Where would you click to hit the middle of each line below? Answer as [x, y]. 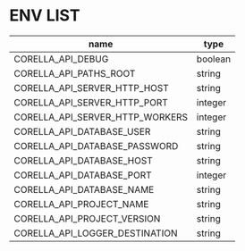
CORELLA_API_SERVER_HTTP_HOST [92, 88]
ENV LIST [45, 16]
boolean [213, 59]
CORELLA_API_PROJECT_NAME [81, 204]
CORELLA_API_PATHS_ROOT [75, 73]
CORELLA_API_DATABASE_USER [82, 131]
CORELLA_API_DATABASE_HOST [84, 160]
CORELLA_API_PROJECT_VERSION [87, 218]
